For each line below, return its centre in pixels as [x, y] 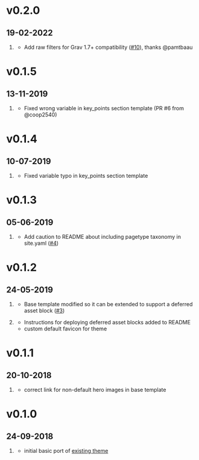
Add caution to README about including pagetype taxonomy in [102, 237]
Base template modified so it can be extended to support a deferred [108, 304]
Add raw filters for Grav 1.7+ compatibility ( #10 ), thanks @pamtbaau [108, 47]
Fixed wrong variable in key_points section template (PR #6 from [104, 108]
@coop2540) [40, 115]
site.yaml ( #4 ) [41, 243]
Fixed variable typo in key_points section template [86, 176]
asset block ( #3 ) [44, 310]
